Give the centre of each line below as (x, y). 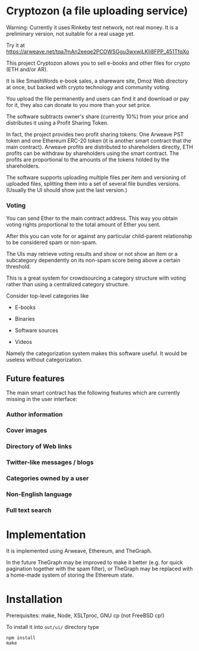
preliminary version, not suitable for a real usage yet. (71, 33)
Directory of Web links (39, 446)
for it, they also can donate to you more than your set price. (79, 105)
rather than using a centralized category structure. (68, 285)
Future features (35, 378)
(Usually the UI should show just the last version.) (67, 190)
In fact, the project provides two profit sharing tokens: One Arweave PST (95, 134)
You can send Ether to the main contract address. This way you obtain (92, 219)
